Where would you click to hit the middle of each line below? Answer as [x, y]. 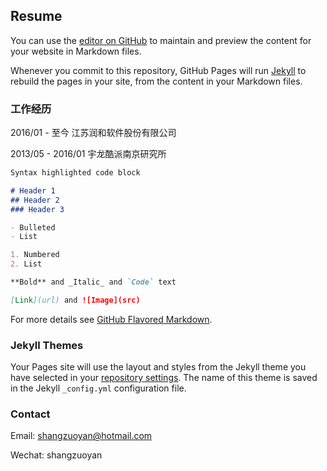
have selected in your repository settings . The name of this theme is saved [164, 378]
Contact [30, 414]
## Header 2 [35, 200]
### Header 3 [37, 209]
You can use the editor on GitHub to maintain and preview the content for [161, 40]
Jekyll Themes [47, 345]
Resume [36, 16]
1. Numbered [35, 255]
